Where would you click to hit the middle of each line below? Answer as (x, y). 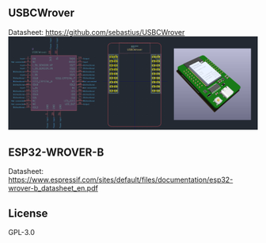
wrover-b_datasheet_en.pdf (53, 188)
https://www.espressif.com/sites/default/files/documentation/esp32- (121, 180)
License (28, 213)
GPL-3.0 (22, 232)
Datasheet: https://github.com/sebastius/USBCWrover (97, 32)
